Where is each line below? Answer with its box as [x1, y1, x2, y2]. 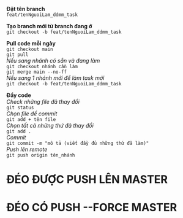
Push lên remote [6, 146, 48, 153]
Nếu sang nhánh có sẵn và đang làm [6, 57, 100, 64]
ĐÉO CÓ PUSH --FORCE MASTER [6, 201, 177, 214]
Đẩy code [6, 91, 32, 99]
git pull [6, 52, 29, 58]
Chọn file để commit [6, 110, 58, 117]
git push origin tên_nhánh [6, 152, 75, 158]
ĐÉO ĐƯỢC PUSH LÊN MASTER [6, 173, 168, 187]
